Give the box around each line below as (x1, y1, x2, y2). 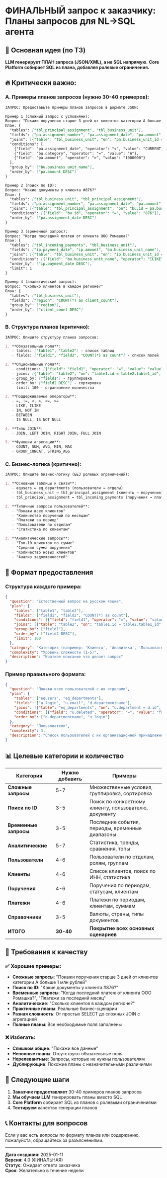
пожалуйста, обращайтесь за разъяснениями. (5, 1137, 103, 1143)
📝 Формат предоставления (5, 568, 93, 577)
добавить (58, 775, 83, 782)
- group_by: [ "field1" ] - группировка (11, 376, 92, 381)
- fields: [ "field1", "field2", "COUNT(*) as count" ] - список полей (11, 353, 159, 358)
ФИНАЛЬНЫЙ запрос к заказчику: (5, 5, 156, 16)
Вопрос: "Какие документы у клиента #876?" (5, 187, 97, 192)
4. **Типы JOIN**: (5, 426, 43, 431)
